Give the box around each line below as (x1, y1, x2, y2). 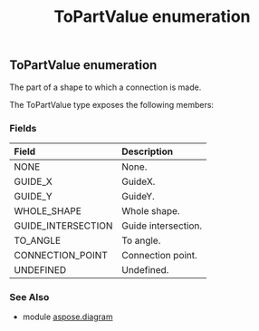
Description (121, 145, 174, 158)
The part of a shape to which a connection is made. (9, 82, 202, 92)
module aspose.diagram (22, 311, 113, 323)
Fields (9, 122, 37, 134)
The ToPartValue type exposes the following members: (9, 99, 215, 110)
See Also (9, 290, 50, 303)
